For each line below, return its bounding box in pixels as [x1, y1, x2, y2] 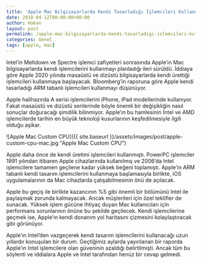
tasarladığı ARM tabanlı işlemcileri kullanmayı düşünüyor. [6, 84, 147, 91]
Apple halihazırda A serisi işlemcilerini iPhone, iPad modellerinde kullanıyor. [6, 95, 193, 103]
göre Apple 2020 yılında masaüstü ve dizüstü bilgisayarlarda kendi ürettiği [6, 71, 190, 79]
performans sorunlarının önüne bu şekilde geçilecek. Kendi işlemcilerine [6, 207, 185, 214]
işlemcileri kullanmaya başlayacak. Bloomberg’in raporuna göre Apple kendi [6, 77, 194, 85]
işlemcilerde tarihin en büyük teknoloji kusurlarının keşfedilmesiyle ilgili [6, 115, 182, 122]
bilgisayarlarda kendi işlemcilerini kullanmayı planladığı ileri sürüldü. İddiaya [6, 65, 193, 72]
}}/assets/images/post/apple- [109, 133, 183, 140]
